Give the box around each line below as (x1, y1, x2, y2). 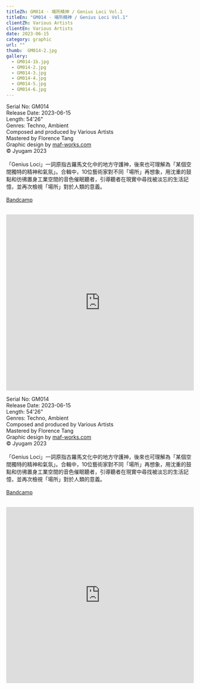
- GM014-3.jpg (11, 70, 46, 76)
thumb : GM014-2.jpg (6, 48, 58, 54)
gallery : (6, 53, 28, 59)
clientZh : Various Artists (6, 20, 73, 26)
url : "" (6, 42, 26, 48)
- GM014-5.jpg (11, 81, 46, 87)
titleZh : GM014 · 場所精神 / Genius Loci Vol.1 (6, 8, 123, 15)
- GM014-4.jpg (11, 75, 46, 81)
